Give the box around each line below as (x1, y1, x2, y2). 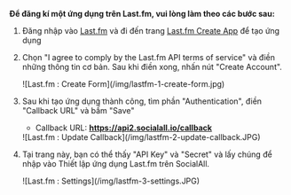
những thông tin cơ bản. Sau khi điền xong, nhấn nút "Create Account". (21, 62, 282, 72)
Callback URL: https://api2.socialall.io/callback (35, 122, 213, 133)
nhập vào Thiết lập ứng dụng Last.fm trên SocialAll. (21, 159, 210, 168)
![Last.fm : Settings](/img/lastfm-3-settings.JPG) (21, 175, 201, 186)
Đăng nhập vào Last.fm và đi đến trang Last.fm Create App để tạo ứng (21, 26, 280, 35)
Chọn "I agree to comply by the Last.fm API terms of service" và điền (21, 52, 276, 62)
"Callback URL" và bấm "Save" (21, 105, 135, 115)
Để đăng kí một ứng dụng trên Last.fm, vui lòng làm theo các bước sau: (9, 9, 275, 19)
